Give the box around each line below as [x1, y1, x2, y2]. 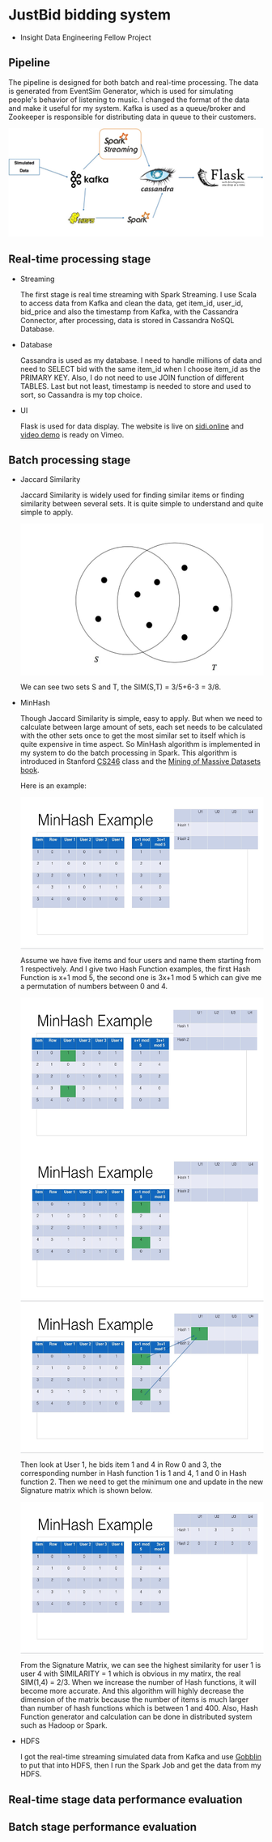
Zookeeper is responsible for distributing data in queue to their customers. [8, 112, 257, 122]
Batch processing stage [8, 454, 131, 467]
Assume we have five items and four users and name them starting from [19, 956, 261, 966]
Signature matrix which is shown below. [19, 1486, 153, 1495]
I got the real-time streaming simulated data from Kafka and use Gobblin [19, 1752, 261, 1762]
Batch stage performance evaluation [8, 1820, 197, 1834]
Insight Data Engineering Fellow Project [19, 32, 151, 42]
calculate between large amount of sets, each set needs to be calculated [19, 723, 263, 732]
